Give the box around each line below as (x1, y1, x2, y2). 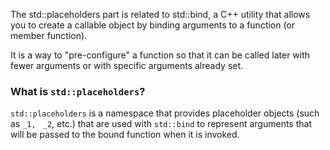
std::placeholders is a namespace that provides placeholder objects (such (10, 107, 320, 119)
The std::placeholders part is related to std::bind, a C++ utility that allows (10, 9, 311, 20)
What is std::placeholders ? (10, 84, 146, 98)
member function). (10, 30, 88, 41)
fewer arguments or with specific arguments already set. (10, 60, 244, 71)
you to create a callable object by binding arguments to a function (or (10, 19, 296, 31)
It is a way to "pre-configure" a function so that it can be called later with (10, 49, 311, 61)
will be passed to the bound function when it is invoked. (10, 129, 240, 141)
